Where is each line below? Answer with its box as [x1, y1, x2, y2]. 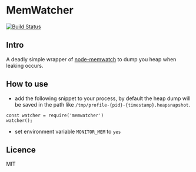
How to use [6, 79, 48, 89]
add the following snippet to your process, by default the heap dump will [14, 95, 191, 102]
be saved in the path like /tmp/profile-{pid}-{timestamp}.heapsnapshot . [14, 101, 190, 108]
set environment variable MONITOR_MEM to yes [14, 128, 121, 135]
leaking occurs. [6, 62, 44, 69]
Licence [6, 145, 36, 155]
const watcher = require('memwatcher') [6, 113, 104, 118]
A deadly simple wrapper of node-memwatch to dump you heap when [6, 55, 177, 62]
